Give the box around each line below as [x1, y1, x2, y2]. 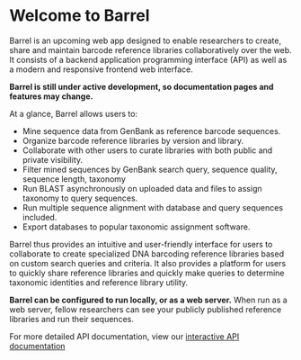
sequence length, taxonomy [22, 173, 126, 184]
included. [22, 211, 58, 222]
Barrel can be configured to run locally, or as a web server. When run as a [9, 294, 288, 305]
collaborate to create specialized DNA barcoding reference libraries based [9, 248, 285, 259]
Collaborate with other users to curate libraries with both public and [22, 145, 273, 156]
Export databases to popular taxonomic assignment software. [22, 221, 251, 232]
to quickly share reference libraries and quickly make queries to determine [9, 267, 285, 278]
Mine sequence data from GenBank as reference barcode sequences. [22, 125, 281, 136]
